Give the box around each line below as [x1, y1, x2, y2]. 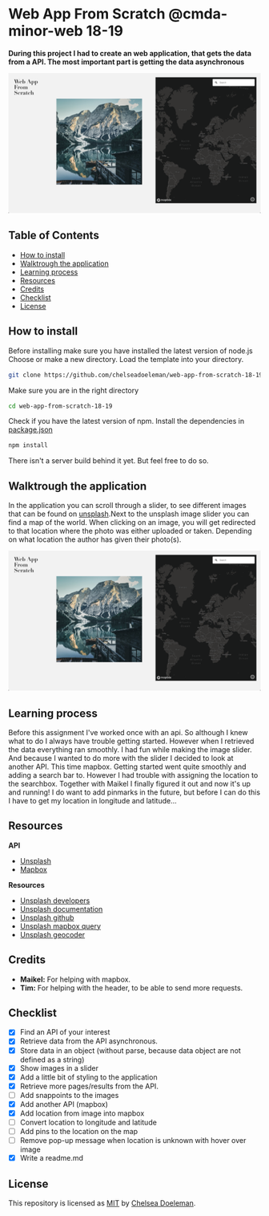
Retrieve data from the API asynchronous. [19, 1036, 159, 1046]
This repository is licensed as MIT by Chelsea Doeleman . [8, 1198, 196, 1208]
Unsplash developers [19, 896, 90, 905]
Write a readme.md [19, 1153, 84, 1163]
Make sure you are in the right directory [8, 385, 139, 395]
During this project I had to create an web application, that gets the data [8, 48, 252, 58]
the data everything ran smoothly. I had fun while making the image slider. [8, 744, 252, 754]
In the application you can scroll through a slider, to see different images [8, 501, 247, 510]
